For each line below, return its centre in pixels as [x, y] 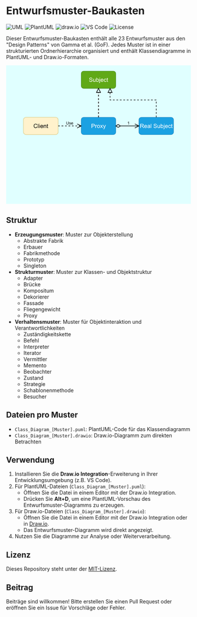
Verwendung [30, 460]
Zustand [33, 378]
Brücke [32, 284]
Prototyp [34, 259]
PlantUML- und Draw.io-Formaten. [47, 57]
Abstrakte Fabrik [43, 240]
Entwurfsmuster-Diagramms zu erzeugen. [74, 505]
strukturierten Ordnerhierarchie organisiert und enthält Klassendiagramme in [98, 50]
